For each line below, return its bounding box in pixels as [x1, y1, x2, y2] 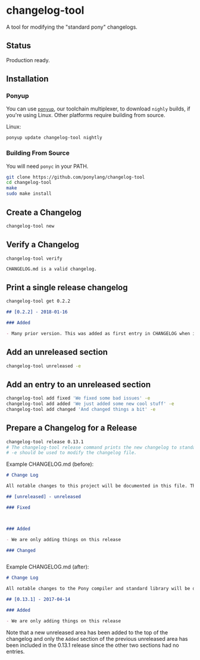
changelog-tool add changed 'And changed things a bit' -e [6, 407, 156, 413]
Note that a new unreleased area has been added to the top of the [6, 628, 168, 636]
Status [6, 41, 32, 51]
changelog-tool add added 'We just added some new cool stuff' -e [6, 401, 174, 407]
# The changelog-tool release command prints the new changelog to [6, 444, 177, 450]
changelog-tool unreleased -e [6, 363, 82, 369]
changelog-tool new [6, 223, 55, 229]
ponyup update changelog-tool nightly [6, 135, 102, 141]
